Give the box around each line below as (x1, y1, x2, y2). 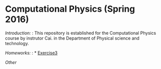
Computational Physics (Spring (5, 3, 135, 15)
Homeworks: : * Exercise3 (5, 50, 58, 56)
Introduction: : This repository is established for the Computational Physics (5, 30, 156, 36)
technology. (5, 40, 29, 46)
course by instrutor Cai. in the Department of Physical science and (5, 35, 140, 41)
